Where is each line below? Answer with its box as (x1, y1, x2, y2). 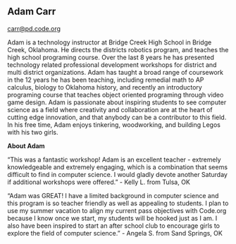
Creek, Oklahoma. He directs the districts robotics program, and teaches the (7, 45, 229, 54)
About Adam (7, 141, 45, 150)
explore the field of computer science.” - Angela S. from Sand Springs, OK (7, 228, 223, 237)
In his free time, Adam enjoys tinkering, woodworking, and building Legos (7, 120, 221, 129)
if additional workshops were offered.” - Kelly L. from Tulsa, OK (7, 178, 190, 186)
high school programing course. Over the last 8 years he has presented (7, 53, 215, 61)
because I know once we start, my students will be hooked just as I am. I (7, 214, 218, 222)
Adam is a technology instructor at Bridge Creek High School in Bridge (7, 38, 212, 47)
